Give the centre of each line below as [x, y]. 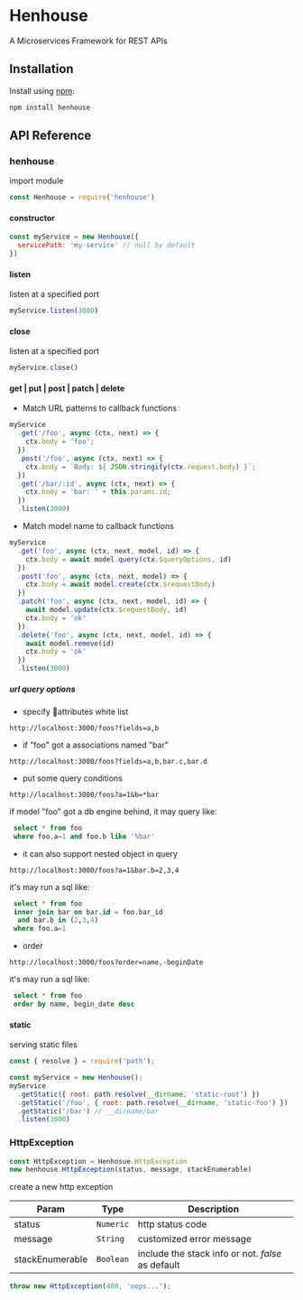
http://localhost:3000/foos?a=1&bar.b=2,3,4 [94, 870]
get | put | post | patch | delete [67, 388]
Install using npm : [42, 90]
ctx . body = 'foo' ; [60, 442]
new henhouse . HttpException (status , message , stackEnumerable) [131, 1170]
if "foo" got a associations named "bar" [96, 745]
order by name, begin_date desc [74, 1004]
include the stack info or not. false [210, 1254]
